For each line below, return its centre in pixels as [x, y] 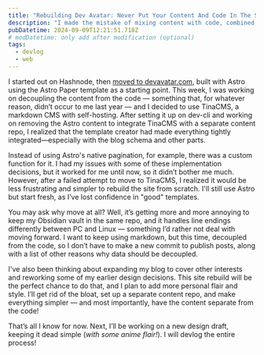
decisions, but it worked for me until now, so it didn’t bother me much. [121, 172]
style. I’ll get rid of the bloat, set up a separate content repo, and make [122, 294]
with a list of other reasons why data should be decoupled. [103, 254]
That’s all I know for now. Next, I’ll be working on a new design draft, [119, 326]
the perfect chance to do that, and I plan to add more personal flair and [123, 285]
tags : [17, 45]
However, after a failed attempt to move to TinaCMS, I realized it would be [127, 180]
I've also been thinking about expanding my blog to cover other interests [125, 269]
